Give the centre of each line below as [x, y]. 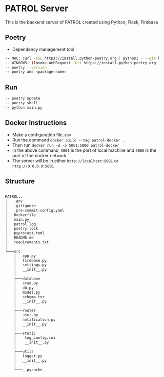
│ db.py [24, 288]
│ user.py [26, 315]
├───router [25, 311]
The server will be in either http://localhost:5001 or [65, 161]
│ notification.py [35, 319]
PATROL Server [37, 9]
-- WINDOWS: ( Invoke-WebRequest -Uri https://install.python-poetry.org [81, 63]
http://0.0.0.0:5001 [33, 166]
